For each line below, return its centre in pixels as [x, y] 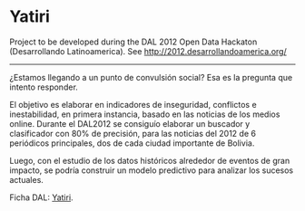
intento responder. [44, 87]
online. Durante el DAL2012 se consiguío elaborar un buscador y [130, 123]
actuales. [26, 179]
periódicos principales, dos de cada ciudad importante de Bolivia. [132, 143]
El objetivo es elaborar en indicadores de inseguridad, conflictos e [133, 104]
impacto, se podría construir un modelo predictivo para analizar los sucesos [152, 170]
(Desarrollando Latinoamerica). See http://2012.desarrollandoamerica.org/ [148, 51]
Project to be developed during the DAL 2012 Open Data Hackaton [133, 42]
